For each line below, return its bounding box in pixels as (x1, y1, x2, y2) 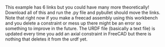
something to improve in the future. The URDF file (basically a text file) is (5, 25, 155, 31)
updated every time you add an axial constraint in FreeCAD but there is (5, 31, 151, 36)
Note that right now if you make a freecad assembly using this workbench (5, 15, 158, 20)
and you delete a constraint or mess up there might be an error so (5, 20, 141, 26)
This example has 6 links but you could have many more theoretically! (5, 4, 149, 10)
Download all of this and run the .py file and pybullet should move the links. (5, 9, 160, 15)
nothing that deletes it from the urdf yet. (5, 36, 88, 42)
